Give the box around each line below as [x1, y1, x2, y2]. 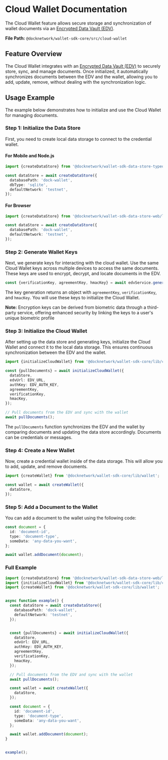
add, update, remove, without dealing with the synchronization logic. [5, 79, 146, 85]
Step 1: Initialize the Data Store [5, 124, 81, 131]
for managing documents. [5, 112, 58, 118]
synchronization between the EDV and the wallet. [5, 349, 106, 355]
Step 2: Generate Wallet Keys [5, 248, 78, 255]
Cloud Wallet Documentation [5, 4, 127, 15]
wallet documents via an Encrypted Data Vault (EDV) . [5, 25, 114, 31]
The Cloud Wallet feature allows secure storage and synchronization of [5, 20, 151, 26]
